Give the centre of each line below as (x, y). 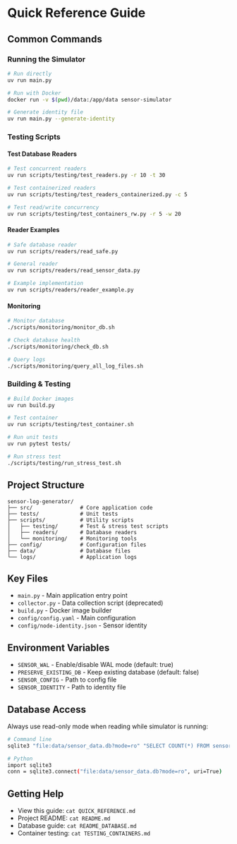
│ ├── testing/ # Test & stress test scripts (88, 526)
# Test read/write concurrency (53, 207)
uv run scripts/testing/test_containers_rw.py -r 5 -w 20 (94, 214)
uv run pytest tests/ (39, 444)
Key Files (28, 578)
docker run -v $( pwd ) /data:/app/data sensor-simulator (90, 100)
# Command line (30, 739)
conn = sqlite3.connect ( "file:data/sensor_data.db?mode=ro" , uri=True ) (115, 772)
